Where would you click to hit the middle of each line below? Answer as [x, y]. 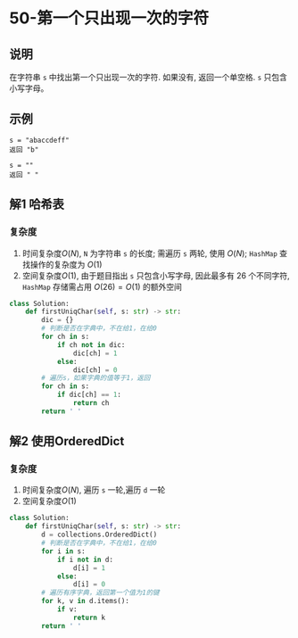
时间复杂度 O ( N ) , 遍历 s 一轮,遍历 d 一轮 [94, 490]
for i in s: [64, 551]
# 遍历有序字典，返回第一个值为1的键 [101, 593]
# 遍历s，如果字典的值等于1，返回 [96, 378]
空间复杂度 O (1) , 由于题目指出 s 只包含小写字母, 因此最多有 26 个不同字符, [156, 275]
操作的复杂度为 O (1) [66, 264]
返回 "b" [24, 149]
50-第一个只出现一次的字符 [109, 18]
